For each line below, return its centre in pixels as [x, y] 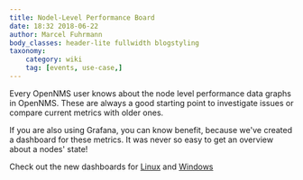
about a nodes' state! [49, 148]
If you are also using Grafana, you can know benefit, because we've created [151, 130]
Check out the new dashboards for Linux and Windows [111, 166]
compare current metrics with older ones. [87, 112]
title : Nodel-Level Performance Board [82, 18]
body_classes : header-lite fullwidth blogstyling [105, 43]
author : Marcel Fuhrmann [56, 34]
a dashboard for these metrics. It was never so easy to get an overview [141, 139]
